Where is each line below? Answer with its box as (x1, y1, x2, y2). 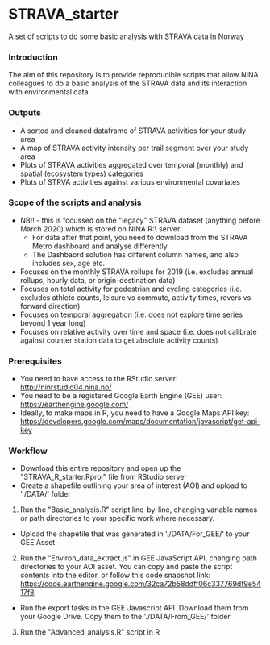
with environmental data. (8, 87, 91, 97)
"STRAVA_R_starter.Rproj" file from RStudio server (19, 472, 187, 482)
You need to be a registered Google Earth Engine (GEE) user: (19, 391, 222, 401)
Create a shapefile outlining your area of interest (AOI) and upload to (19, 481, 248, 490)
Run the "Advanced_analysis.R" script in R (19, 627, 160, 637)
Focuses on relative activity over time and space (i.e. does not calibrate (19, 327, 258, 336)
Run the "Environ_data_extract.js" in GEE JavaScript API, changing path (19, 553, 258, 563)
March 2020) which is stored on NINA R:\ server (19, 223, 181, 234)
